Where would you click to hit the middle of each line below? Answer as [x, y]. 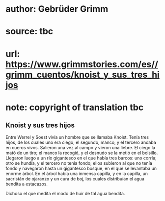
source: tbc [29, 32]
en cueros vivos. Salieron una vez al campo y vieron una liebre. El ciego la [80, 147]
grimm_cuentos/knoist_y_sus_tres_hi [83, 75]
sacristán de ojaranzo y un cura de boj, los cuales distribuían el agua [75, 179]
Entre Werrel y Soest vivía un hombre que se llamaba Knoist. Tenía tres [77, 137]
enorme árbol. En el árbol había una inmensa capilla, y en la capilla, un [77, 173]
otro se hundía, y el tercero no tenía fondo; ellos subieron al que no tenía [79, 163]
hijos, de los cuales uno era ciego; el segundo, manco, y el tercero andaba [81, 142]
